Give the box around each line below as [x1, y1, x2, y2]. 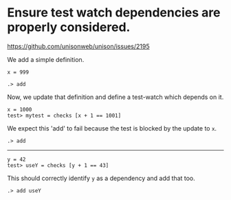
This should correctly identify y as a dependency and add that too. [7, 174, 196, 182]
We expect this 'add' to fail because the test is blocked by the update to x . [7, 124, 217, 132]
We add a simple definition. [7, 55, 85, 63]
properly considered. [7, 19, 131, 35]
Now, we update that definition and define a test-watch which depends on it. [7, 93, 224, 101]
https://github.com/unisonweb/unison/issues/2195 [7, 42, 150, 50]
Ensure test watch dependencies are [7, 5, 221, 21]
